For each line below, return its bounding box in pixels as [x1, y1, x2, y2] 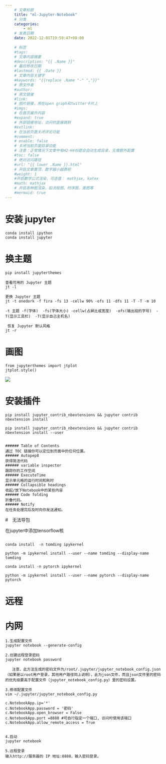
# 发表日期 [14, 31, 34, 36]
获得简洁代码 [5, 458, 28, 463]
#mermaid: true [14, 190, 46, 195]
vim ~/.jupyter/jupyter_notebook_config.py [5, 691, 98, 696]
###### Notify [5, 502, 35, 507]
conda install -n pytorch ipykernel [5, 564, 82, 569]
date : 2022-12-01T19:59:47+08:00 [14, 36, 84, 41]
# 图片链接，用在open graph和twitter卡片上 [14, 101, 98, 106]
